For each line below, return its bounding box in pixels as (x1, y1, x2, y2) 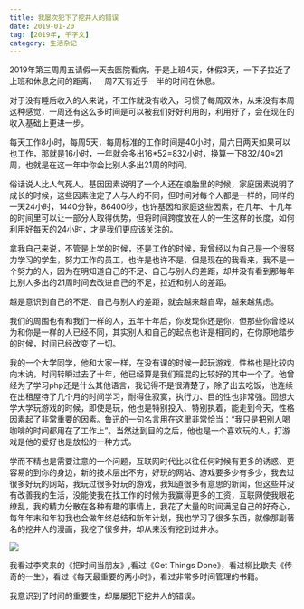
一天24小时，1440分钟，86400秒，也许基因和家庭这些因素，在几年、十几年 (9, 201, 293, 213)
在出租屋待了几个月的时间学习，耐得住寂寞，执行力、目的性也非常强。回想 (9, 391, 287, 403)
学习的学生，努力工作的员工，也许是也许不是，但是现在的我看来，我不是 (16, 254, 287, 265)
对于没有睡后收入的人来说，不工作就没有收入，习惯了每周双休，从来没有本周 (9, 95, 295, 106)
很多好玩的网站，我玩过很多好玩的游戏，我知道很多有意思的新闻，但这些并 (9, 479, 287, 490)
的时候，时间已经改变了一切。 (9, 338, 120, 349)
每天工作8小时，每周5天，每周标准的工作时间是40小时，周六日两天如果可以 (9, 137, 291, 147)
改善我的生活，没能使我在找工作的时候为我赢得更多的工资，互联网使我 (16, 490, 279, 500)
